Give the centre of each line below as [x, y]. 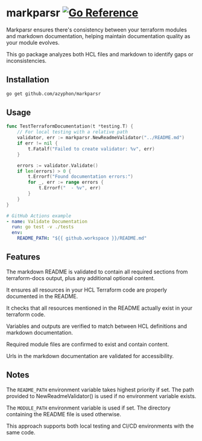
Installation [28, 80]
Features [23, 257]
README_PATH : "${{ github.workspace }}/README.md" [82, 238]
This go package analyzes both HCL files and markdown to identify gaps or [100, 54]
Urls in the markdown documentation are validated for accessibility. [90, 356]
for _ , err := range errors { [66, 182]
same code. [21, 432]
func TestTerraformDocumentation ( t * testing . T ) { [70, 126]
